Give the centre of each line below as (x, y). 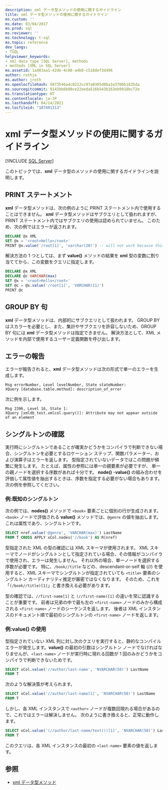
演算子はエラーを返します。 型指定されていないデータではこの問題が (84, 460)
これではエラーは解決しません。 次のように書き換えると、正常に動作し (86, 715)
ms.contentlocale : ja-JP (31, 98)
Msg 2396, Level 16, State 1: (37, 409)
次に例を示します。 (25, 399)
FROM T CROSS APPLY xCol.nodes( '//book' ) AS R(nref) (61, 538)
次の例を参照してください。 (34, 485)
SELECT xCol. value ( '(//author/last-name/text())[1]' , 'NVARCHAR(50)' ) (80, 731)
